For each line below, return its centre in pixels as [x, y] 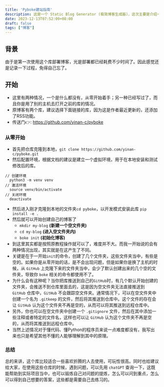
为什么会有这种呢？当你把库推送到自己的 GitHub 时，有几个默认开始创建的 [85, 281]
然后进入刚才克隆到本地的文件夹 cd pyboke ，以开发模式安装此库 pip [79, 209]
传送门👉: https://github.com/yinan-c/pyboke [58, 122]
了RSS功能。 [25, 116]
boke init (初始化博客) [42, 238]
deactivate [20, 199]
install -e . [25, 214]
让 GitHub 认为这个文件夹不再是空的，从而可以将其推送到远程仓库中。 [82, 305]
